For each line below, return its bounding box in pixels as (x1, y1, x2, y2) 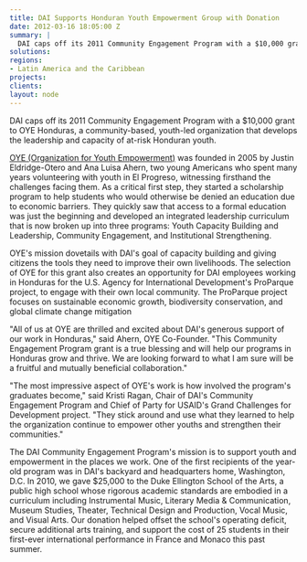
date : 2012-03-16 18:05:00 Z (9, 22, 121, 31)
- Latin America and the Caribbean (9, 65, 145, 74)
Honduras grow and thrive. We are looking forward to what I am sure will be (9, 353, 294, 364)
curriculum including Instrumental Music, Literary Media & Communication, (9, 494, 291, 505)
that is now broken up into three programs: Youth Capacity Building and (9, 220, 279, 231)
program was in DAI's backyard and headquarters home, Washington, (23, 465, 286, 476)
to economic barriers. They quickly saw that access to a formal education (9, 200, 287, 211)
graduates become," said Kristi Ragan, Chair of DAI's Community (9, 389, 254, 400)
